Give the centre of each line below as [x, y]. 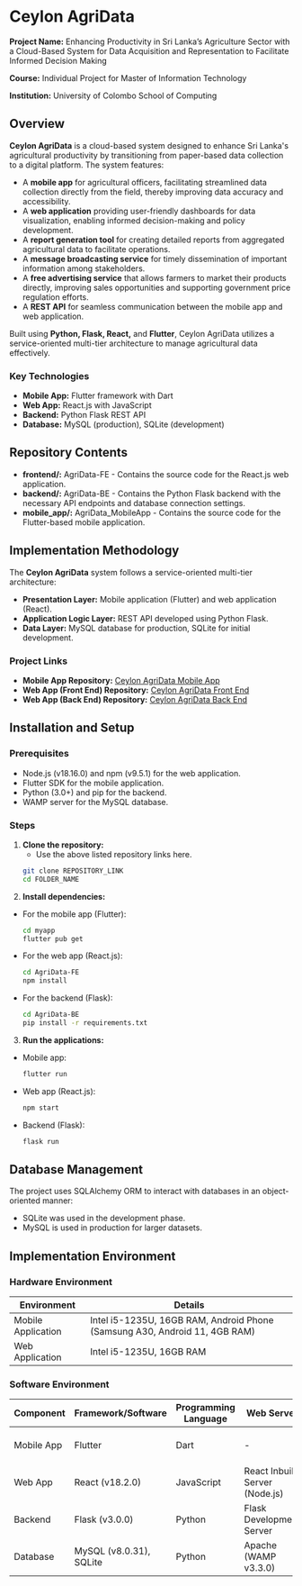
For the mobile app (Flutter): [74, 914]
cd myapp [39, 930]
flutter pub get [53, 938]
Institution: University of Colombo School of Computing [113, 95]
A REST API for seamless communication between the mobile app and [152, 306]
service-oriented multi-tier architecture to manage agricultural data [133, 343]
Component [40, 1413]
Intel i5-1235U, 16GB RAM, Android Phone [182, 1320]
